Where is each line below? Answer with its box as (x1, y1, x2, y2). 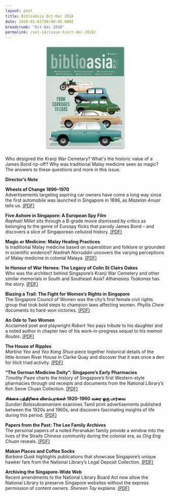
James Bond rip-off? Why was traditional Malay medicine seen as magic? (5, 161, 159, 167)
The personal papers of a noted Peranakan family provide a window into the (5, 428, 164, 434)
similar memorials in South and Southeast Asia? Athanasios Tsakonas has (5, 276, 160, 282)
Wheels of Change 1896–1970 (5, 186, 70, 192)
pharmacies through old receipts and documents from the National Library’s (5, 380, 164, 386)
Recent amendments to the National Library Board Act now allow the (5, 475, 149, 481)
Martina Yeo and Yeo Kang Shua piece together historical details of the (5, 349, 154, 355)
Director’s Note (5, 177, 38, 183)
